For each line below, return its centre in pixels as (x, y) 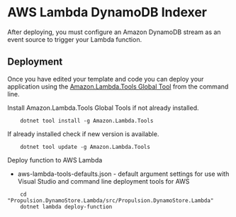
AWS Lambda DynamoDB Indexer (107, 12)
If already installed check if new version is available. (83, 134)
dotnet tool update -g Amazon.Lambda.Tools (85, 147)
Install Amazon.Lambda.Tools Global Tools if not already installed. (103, 108)
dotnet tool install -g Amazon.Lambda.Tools (87, 121)
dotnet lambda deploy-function (66, 206)
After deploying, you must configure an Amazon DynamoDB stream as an (114, 32)
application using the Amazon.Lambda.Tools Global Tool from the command (118, 87)
